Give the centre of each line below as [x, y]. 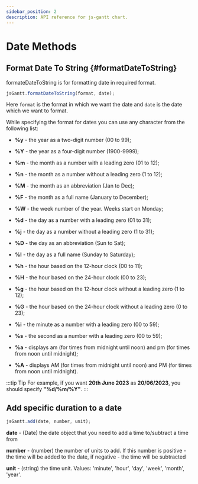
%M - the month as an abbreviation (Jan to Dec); [74, 186]
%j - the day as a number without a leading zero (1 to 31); [85, 232]
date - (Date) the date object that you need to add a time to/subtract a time [98, 433]
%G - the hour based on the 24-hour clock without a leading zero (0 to [101, 307]
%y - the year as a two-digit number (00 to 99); [73, 140]
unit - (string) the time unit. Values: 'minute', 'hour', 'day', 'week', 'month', [95, 469]
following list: [22, 128]
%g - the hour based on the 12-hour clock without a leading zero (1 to [100, 289]
